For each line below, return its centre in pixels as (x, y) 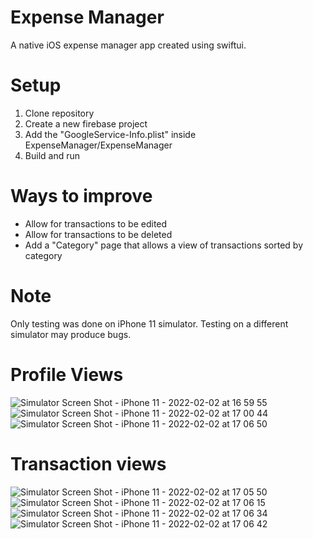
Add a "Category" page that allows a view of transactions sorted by (164, 245)
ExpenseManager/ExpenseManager (98, 145)
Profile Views (67, 374)
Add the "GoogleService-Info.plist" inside (110, 134)
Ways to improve (81, 196)
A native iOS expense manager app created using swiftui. (128, 45)
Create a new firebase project (86, 123)
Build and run (52, 155)
